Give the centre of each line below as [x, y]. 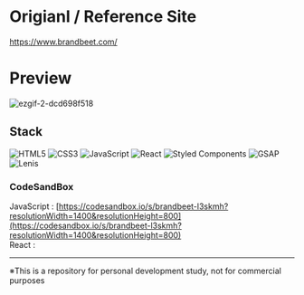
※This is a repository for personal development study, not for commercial [146, 271]
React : [23, 244]
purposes [27, 280]
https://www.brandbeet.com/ [63, 42]
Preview [41, 78]
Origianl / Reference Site [103, 17]
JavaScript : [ [34, 206]
